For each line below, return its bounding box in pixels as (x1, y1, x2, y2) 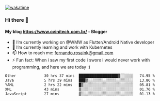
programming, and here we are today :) (12, 64, 91, 70)
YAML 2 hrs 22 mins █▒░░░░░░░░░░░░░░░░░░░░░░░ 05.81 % (5, 82, 155, 87)
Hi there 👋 (5, 16, 29, 23)
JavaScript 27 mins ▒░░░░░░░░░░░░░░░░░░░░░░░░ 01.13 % (5, 91, 155, 96)
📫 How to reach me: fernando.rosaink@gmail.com (12, 50, 113, 56)
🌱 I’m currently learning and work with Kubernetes (12, 44, 112, 50)
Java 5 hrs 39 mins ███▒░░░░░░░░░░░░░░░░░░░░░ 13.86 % (5, 78, 155, 83)
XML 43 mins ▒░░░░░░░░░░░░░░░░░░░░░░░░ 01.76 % (5, 87, 155, 92)
